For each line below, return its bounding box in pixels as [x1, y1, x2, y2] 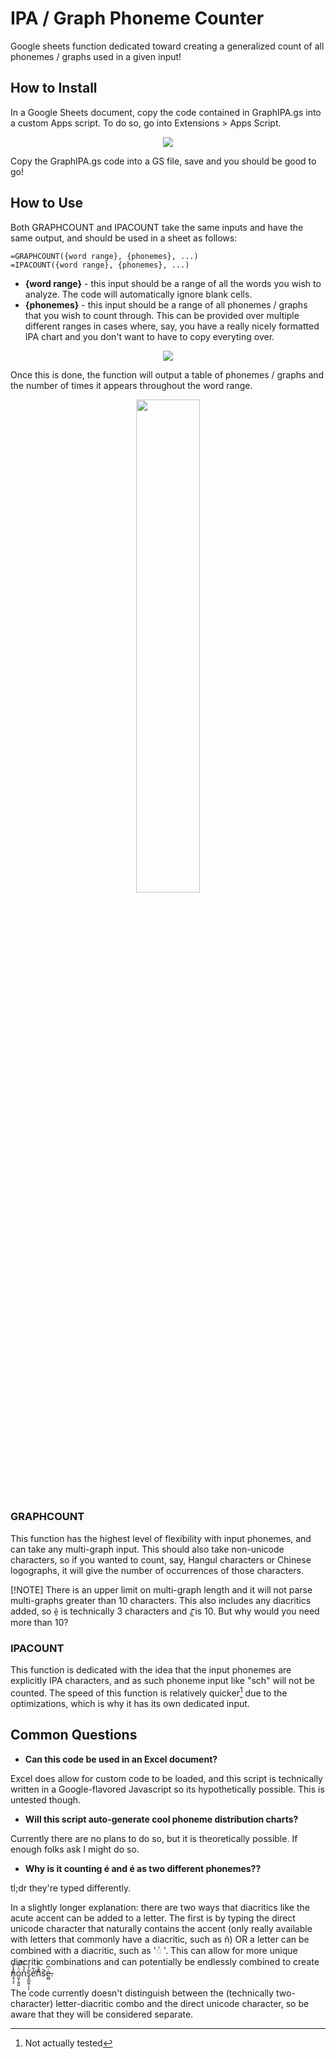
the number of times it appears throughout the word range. [10, 379, 253, 391]
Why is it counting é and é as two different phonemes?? [24, 1862, 262, 1874]
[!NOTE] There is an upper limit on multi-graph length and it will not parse [10, 1583, 313, 1596]
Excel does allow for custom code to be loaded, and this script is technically [10, 1772, 323, 1784]
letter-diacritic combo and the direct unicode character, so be [55, 1997, 310, 2009]
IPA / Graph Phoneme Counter [10, 7, 265, 30]
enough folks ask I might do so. [10, 1843, 140, 1855]
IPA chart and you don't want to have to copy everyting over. [24, 330, 275, 342]
